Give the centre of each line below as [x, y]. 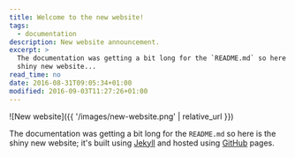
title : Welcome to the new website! [76, 17]
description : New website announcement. [85, 42]
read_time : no [35, 75]
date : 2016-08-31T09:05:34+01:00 [71, 83]
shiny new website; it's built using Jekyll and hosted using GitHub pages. [142, 143]
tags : [19, 26]
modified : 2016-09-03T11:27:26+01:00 [79, 91]
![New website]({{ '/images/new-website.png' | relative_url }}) [121, 116]
